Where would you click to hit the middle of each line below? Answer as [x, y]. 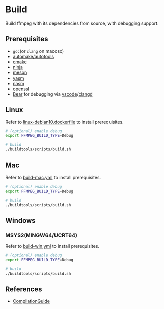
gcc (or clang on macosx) [38, 51]
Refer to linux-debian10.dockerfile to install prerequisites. [64, 122]
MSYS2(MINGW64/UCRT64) [41, 235]
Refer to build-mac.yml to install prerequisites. [53, 177]
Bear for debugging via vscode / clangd [52, 94]
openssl [21, 89]
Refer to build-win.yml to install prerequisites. [52, 246]
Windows [20, 221]
